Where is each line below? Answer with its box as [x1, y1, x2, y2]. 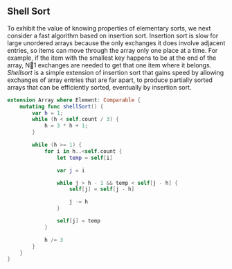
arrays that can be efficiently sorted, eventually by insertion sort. [7, 83, 192, 91]
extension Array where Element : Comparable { [7, 97, 141, 104]
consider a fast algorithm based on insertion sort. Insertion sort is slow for [7, 31, 219, 40]
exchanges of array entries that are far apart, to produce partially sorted [7, 76, 213, 84]
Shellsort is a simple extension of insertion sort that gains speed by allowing [7, 68, 224, 76]
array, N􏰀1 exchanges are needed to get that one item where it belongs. [7, 60, 212, 69]
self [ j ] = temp [56, 218, 100, 225]
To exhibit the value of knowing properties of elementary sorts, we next [7, 24, 211, 32]
